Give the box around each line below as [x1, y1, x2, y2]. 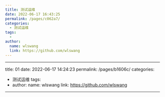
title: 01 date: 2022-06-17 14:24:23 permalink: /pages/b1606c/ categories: [5, 66, 155, 72]
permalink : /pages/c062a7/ [5, 16, 60, 21]
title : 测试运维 [5, 7, 35, 12]
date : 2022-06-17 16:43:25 [5, 12, 60, 17]
